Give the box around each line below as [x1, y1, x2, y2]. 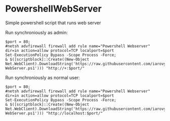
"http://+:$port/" [46, 66, 85, 71]
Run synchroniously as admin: [5, 29, 68, 35]
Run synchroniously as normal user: [5, 74, 80, 81]
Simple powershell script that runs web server [5, 20, 101, 26]
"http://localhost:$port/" [46, 110, 103, 116]
